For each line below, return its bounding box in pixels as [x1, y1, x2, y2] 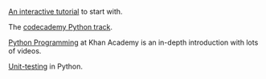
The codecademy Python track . [8, 22, 113, 31]
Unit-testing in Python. [8, 61, 83, 71]
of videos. [8, 46, 42, 55]
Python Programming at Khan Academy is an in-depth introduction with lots [8, 38, 259, 47]
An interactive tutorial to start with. [8, 7, 123, 16]
